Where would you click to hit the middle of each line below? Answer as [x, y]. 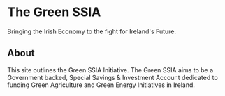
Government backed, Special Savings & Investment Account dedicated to [112, 77]
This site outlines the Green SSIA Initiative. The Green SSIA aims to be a [110, 70]
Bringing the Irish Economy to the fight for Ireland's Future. [92, 31]
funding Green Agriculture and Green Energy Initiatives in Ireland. [101, 85]
